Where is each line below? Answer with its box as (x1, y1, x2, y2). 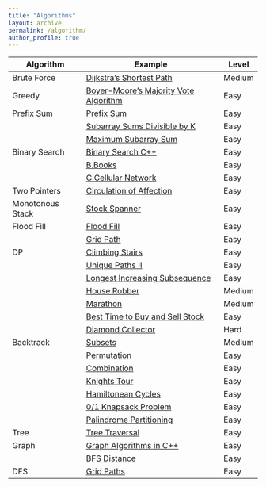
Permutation (85, 350, 132, 361)
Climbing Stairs (85, 247, 142, 258)
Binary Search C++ (85, 147, 157, 158)
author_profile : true (8, 33, 80, 42)
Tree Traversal (85, 428, 140, 439)
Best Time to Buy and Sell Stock (85, 311, 205, 322)
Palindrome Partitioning (85, 414, 173, 425)
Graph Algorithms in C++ (85, 440, 179, 451)
